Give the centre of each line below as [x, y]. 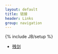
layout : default [21, 9]
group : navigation [23, 23]
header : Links [19, 18]
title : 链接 [16, 14]
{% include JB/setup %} [29, 37]
